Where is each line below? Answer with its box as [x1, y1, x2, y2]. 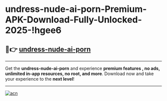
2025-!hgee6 [5, 25, 62, 36]
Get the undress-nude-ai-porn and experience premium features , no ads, [5, 66, 160, 71]
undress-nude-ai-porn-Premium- [5, 3, 147, 15]
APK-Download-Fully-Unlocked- [5, 14, 142, 25]
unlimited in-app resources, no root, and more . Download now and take [5, 71, 154, 77]
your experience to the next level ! [5, 76, 75, 82]
